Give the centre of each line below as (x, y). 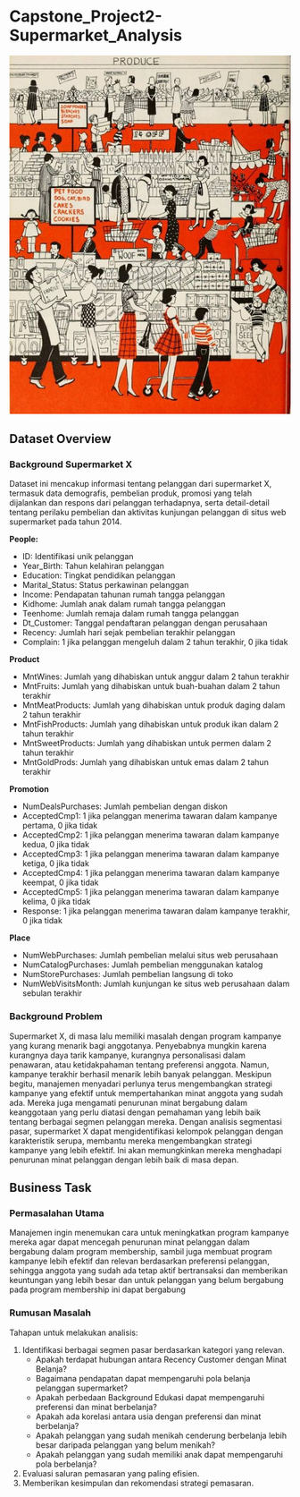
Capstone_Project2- (86, 17)
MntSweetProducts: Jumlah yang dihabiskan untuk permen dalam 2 (147, 744)
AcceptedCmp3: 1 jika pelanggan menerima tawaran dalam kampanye (150, 854)
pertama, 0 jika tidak (60, 826)
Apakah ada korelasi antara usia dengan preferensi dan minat (148, 1416)
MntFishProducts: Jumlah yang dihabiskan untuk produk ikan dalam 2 (150, 724)
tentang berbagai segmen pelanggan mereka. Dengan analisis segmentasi (146, 1121)
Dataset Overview (60, 439)
